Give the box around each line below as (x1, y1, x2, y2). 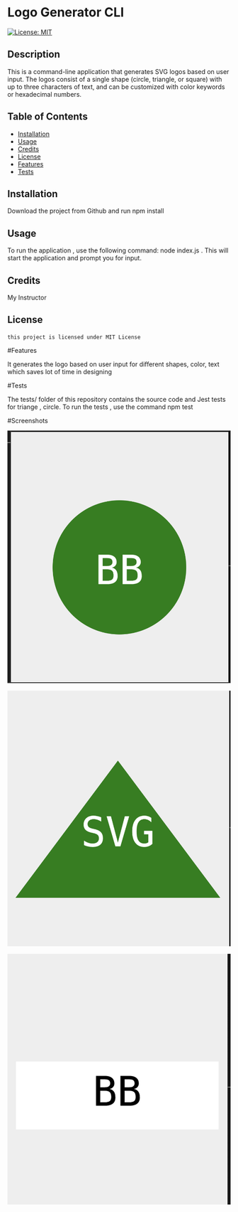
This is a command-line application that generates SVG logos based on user (7, 67, 229, 75)
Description (7, 48, 60, 60)
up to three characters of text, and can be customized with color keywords (7, 83, 225, 91)
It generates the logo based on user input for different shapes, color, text (7, 360, 220, 368)
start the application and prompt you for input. (7, 254, 142, 262)
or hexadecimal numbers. (7, 90, 82, 98)
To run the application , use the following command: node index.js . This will (7, 246, 229, 255)
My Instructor (7, 293, 47, 302)
